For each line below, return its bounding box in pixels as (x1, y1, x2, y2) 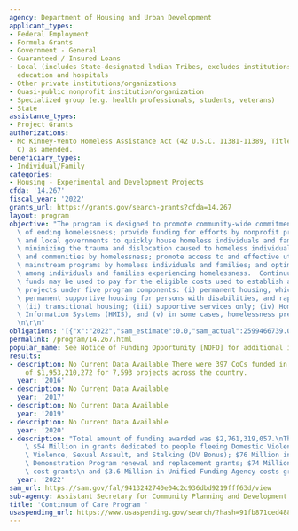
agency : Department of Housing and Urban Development (9, 12, 213, 22)
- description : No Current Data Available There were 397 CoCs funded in (9, 360, 288, 369)
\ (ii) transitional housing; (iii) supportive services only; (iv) (17, 302, 276, 311)
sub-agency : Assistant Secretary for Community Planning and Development (9, 492, 288, 501)
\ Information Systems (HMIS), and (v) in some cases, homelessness (17, 310, 276, 320)
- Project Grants (9, 121, 74, 130)
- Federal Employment (9, 29, 90, 38)
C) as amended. (17, 145, 74, 154)
